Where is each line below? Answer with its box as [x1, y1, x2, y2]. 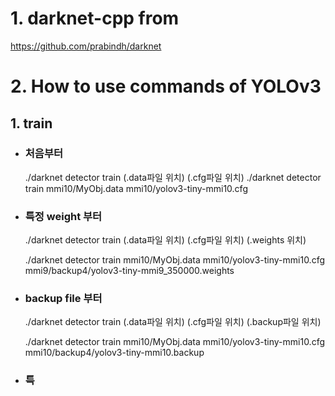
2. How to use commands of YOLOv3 [10, 75, 322, 98]
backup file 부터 [24, 292, 103, 306]
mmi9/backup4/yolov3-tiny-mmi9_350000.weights [24, 265, 235, 277]
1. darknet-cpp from [10, 7, 180, 30]
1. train [10, 115, 53, 132]
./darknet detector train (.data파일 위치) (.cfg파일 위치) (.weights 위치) [24, 234, 307, 246]
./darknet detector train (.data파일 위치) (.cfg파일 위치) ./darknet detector [24, 171, 322, 183]
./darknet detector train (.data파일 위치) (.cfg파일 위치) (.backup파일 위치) [24, 316, 322, 328]
